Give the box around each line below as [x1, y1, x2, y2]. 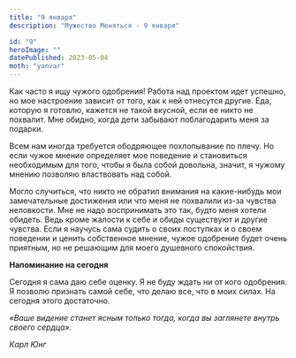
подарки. [9, 124, 44, 133]
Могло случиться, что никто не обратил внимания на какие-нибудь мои [9, 187, 282, 196]
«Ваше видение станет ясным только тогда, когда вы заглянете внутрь [9, 313, 280, 323]
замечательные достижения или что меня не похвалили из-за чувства [9, 195, 277, 206]
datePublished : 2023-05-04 [9, 54, 109, 63]
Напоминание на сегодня [9, 260, 109, 270]
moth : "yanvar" [9, 62, 65, 71]
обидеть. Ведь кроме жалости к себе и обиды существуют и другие [9, 214, 268, 225]
